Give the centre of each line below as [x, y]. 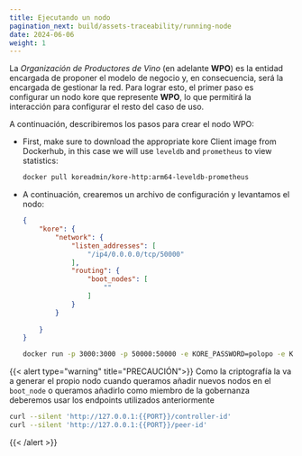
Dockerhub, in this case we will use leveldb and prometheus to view [147, 151]
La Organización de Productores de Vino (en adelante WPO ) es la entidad [146, 68]
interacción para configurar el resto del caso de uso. [107, 107]
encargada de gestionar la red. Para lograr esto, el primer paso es [132, 87]
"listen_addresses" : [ [114, 246]
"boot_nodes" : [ [118, 279]
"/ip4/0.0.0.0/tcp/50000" [136, 254]
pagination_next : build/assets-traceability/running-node [120, 26]
